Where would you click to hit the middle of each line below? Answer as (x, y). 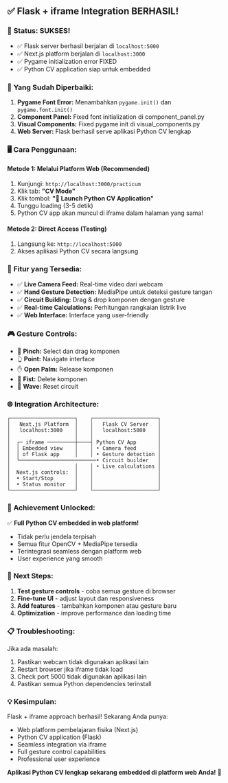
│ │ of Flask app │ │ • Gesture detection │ (84, 455)
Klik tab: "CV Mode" (46, 191)
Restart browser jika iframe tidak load (70, 670)
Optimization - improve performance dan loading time (94, 613)
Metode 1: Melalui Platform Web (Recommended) (78, 168)
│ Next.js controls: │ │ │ (84, 473)
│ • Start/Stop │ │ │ (84, 479)
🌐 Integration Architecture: (53, 404)
